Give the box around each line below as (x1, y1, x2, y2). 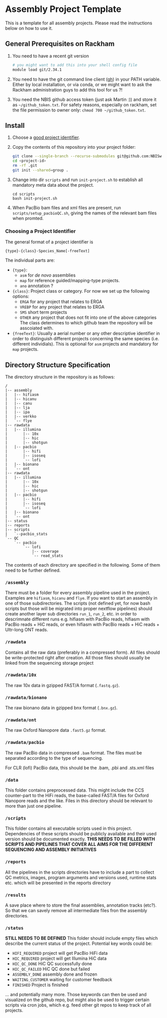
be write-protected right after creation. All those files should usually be (5, 654, 151, 660)
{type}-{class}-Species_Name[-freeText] (5, 249, 90, 254)
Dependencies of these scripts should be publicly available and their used (5, 831, 157, 837)
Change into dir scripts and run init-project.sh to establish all (12, 177, 143, 183)
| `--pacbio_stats (5, 531, 48, 536)
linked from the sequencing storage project (5, 660, 94, 666)
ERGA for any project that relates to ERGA (19, 299, 102, 305)
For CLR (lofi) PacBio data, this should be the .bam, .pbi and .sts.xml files (5, 765, 154, 771)
